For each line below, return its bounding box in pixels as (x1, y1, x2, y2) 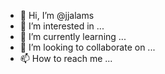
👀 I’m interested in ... (19, 20, 105, 32)
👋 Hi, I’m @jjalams (19, 10, 95, 21)
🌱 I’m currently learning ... (19, 31, 127, 42)
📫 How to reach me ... (19, 53, 113, 64)
